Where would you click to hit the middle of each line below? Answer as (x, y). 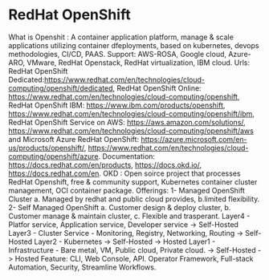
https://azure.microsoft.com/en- (194, 139)
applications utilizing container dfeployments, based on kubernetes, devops (134, 45)
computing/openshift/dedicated (61, 88)
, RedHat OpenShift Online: (157, 88)
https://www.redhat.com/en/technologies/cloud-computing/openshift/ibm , (132, 113)
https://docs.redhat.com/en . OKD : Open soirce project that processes (124, 173)
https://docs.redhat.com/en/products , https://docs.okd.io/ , (105, 164)
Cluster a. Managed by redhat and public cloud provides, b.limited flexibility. (134, 199)
